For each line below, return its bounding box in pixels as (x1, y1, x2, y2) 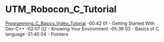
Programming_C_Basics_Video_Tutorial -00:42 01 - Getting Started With (5, 20, 155, 26)
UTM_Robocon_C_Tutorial (5, 4, 117, 15)
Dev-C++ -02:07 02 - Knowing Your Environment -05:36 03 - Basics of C (5, 25, 159, 31)
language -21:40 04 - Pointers (5, 31, 69, 37)
